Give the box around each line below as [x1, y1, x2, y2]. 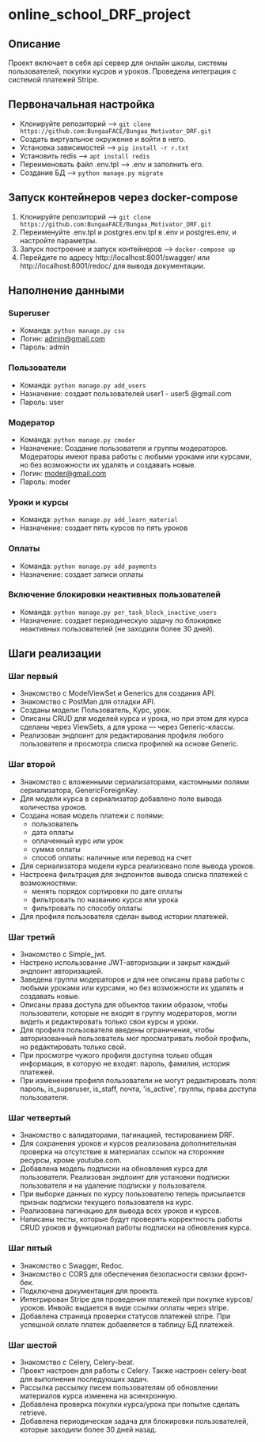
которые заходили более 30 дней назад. [19, 1425, 157, 1434]
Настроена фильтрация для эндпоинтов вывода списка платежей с [19, 869, 248, 879]
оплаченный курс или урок [31, 836, 124, 845]
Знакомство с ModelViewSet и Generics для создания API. [19, 689, 216, 698]
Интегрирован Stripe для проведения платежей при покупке [19, 1294, 225, 1304]
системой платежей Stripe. [8, 75, 99, 84]
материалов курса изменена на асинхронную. [19, 1390, 178, 1400]
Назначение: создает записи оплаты [19, 569, 144, 579]
